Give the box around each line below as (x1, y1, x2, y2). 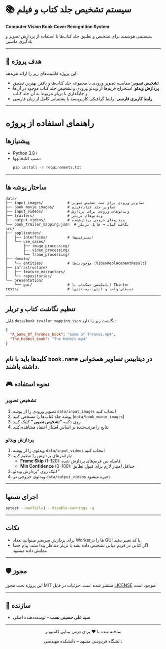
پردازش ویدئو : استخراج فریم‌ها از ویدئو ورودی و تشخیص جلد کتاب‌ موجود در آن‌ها (12, 85, 159, 91)
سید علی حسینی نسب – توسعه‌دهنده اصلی (12, 615, 90, 620)
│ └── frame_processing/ (5, 252, 70, 257)
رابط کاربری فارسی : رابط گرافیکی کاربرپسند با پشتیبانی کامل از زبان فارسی (12, 96, 152, 102)
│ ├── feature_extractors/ (5, 270, 66, 274)
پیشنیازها (5, 137, 30, 145)
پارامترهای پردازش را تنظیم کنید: (12, 453, 73, 459)
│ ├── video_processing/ (5, 248, 70, 253)
